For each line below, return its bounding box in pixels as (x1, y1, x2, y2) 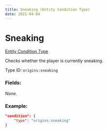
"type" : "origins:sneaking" (14, 118, 71, 123)
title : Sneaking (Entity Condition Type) (5, 7, 90, 12)
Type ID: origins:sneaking (5, 67, 58, 73)
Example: (5, 102, 28, 109)
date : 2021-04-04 (5, 12, 40, 16)
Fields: (5, 80, 22, 86)
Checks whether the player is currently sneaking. (5, 58, 104, 64)
